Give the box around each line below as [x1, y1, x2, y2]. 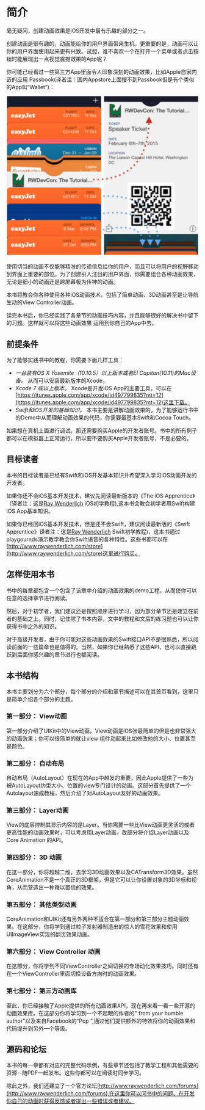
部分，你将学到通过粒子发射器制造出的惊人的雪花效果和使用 [27, 923, 178, 930]
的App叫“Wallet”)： [6, 83, 55, 90]
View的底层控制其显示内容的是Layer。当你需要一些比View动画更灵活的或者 [6, 821, 195, 829]
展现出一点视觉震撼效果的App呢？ [22, 55, 108, 62]
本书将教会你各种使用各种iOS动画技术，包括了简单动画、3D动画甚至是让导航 [6, 291, 199, 299]
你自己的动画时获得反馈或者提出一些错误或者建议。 [6, 1097, 135, 1105]
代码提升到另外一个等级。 [6, 1025, 71, 1032]
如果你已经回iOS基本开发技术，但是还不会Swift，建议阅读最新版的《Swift [6, 520, 190, 528]
